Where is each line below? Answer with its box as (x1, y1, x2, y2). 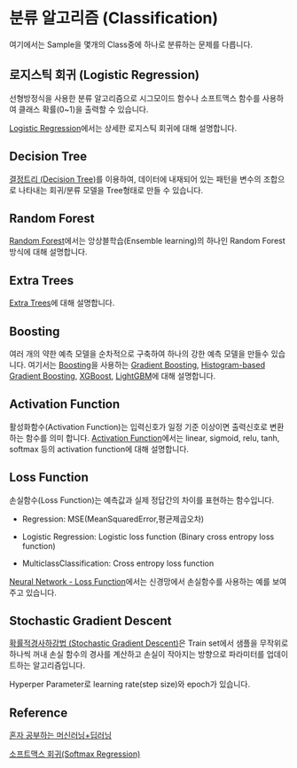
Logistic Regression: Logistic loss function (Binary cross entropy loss (21, 531, 275, 542)
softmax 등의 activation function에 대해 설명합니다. (9, 443, 189, 454)
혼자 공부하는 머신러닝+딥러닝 (9, 730, 113, 741)
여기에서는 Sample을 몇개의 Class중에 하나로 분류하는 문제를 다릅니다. (9, 39, 254, 50)
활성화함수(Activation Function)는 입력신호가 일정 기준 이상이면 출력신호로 (9, 421, 268, 432)
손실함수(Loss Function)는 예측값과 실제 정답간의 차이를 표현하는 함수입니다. (9, 494, 275, 505)
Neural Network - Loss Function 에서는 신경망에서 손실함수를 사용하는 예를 (9, 576, 270, 586)
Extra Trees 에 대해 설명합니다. (9, 298, 115, 309)
